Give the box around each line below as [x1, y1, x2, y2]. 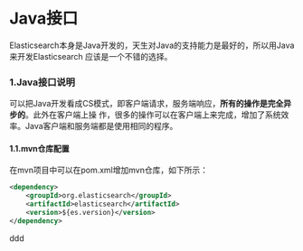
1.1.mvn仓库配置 [9, 143, 70, 153]
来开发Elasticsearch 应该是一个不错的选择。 [9, 51, 173, 61]
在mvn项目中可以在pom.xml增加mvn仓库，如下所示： [9, 164, 208, 176]
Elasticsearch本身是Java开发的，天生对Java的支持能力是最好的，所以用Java [9, 40, 295, 51]
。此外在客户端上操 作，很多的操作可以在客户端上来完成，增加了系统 [25, 109, 281, 120]
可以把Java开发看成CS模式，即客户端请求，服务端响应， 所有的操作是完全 [9, 98, 284, 109]
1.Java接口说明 [9, 76, 75, 88]
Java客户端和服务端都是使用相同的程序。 [24, 121, 178, 132]
